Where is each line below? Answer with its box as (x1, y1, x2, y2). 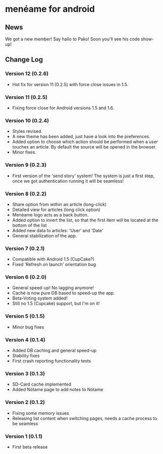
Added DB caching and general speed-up (12, 348, 97, 354)
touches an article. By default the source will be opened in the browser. (12, 144, 157, 150)
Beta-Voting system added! (12, 295, 68, 301)
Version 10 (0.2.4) (5, 117, 49, 124)
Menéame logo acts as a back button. (12, 212, 89, 217)
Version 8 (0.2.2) (5, 190, 47, 197)
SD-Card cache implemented (12, 381, 71, 387)
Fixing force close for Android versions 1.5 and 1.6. (12, 105, 114, 111)
